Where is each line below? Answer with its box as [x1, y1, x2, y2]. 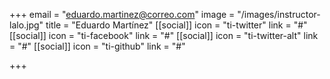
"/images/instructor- [237, 9, 321, 20]
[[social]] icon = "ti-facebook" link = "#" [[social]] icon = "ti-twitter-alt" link [9, 30, 319, 41]
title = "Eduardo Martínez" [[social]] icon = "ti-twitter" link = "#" [45, 19, 308, 31]
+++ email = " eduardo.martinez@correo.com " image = [9, 9, 236, 20]
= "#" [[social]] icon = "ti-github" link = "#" [9, 40, 186, 52]
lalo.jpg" [9, 19, 44, 31]
